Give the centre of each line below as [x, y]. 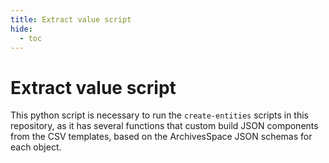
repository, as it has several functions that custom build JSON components [164, 126]
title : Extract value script [71, 19]
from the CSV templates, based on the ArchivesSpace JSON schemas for [161, 137]
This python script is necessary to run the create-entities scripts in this [159, 115]
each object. [36, 147]
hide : [21, 29]
